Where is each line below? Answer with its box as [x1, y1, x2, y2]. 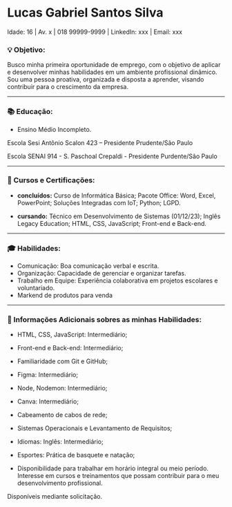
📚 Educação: [7, 107, 53, 117]
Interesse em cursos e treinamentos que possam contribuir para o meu [17, 472, 220, 480]
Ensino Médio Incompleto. [17, 125, 92, 133]
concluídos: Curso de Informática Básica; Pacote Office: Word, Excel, [17, 191, 216, 200]
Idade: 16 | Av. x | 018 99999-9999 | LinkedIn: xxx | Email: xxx [7, 28, 183, 36]
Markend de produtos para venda [17, 291, 113, 300]
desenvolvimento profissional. [17, 479, 104, 488]
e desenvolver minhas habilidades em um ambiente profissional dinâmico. [7, 68, 217, 77]
